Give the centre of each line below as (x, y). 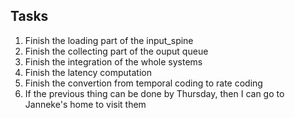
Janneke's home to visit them (85, 104)
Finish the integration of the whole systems (113, 61)
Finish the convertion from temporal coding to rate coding (143, 83)
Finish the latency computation (88, 72)
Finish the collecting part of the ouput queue (116, 51)
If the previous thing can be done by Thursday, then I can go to (154, 93)
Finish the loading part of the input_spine (109, 40)
